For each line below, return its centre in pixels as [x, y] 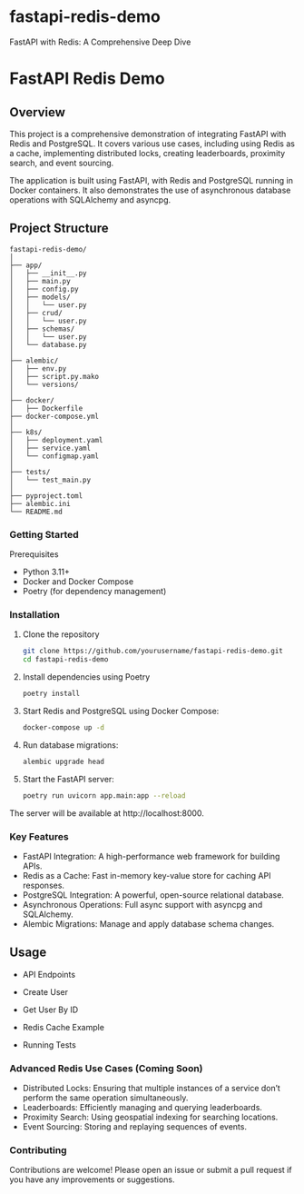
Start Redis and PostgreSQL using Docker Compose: [121, 711]
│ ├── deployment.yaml [56, 440]
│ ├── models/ [40, 297]
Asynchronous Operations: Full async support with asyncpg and [142, 904]
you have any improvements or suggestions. [92, 1179]
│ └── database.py [49, 344]
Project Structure [59, 229]
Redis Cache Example [63, 1027]
